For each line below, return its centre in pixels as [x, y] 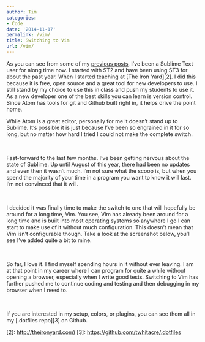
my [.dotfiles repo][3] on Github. [47, 320]
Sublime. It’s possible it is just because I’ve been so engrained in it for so [98, 127]
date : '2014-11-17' [31, 29]
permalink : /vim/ [28, 35]
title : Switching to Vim [38, 40]
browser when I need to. [37, 290]
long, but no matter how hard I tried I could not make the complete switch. [99, 134]
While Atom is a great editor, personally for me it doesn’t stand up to [92, 121]
